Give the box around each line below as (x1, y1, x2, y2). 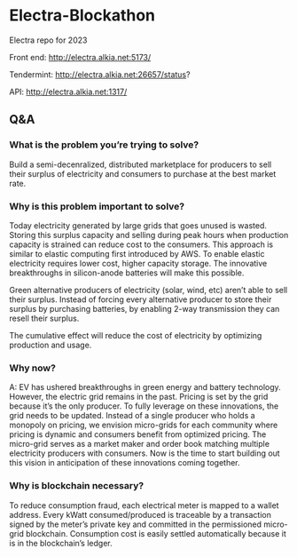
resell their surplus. (9, 313, 80, 323)
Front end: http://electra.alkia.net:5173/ (9, 52, 152, 62)
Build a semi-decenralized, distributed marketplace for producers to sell (9, 159, 272, 170)
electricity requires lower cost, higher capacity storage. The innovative (9, 258, 268, 268)
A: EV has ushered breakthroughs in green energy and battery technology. (9, 382, 281, 393)
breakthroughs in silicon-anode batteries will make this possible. (9, 267, 245, 278)
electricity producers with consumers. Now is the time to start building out (9, 448, 281, 458)
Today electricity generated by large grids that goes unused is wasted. (9, 219, 268, 231)
